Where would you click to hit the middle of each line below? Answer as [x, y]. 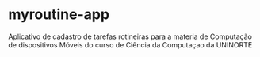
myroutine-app [59, 15]
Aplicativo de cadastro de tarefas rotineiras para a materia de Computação [130, 36]
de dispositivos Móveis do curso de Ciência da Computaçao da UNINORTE [130, 44]
